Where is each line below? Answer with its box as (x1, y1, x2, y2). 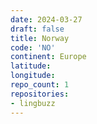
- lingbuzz (10, 98, 56, 108)
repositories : (10, 89, 70, 99)
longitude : (10, 71, 56, 81)
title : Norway (10, 33, 70, 43)
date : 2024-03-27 (10, 14, 83, 25)
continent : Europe (10, 52, 87, 62)
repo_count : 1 (10, 80, 70, 90)
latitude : (10, 61, 52, 71)
